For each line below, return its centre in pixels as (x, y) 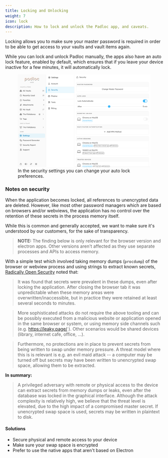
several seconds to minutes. (47, 303)
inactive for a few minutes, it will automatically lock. (58, 67)
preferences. (31, 176)
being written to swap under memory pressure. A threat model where (89, 349)
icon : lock (17, 21)
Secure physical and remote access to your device (65, 440)
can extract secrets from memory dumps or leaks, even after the (84, 390)
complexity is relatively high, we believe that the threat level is (81, 401)
